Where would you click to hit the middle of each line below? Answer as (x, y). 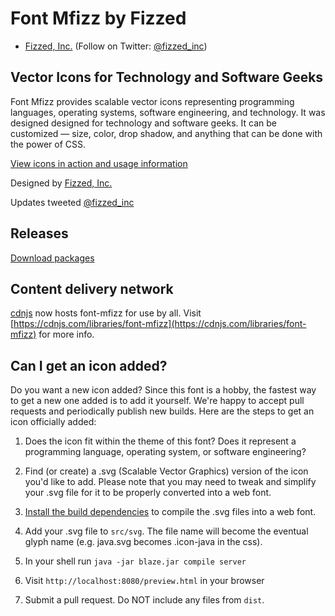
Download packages (52, 258)
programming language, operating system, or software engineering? (165, 452)
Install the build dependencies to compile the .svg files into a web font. (170, 512)
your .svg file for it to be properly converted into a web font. (148, 493)
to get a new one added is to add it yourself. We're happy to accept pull (157, 401)
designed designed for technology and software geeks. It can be (143, 123)
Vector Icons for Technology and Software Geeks (167, 77)
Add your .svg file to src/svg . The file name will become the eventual (166, 531)
